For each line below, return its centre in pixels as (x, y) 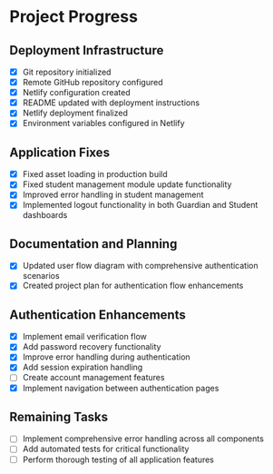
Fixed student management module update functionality (127, 184)
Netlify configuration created (77, 93)
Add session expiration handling (83, 367)
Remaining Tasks (59, 416)
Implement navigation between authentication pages (121, 388)
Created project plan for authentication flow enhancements (133, 286)
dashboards (45, 215)
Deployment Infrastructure (87, 50)
